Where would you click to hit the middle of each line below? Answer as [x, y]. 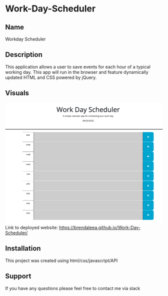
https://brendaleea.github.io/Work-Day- [100, 227]
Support [18, 276]
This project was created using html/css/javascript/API [61, 261]
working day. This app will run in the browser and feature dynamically [77, 72]
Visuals [17, 93]
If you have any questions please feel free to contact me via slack [73, 288]
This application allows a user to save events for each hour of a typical [78, 67]
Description [24, 55]
